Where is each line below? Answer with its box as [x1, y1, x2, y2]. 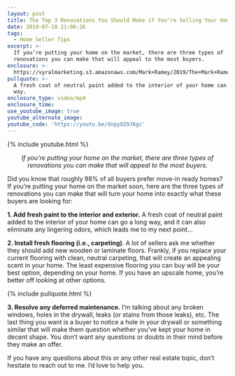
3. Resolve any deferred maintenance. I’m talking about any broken [7, 303, 204, 311]
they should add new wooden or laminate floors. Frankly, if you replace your [7, 246, 227, 254]
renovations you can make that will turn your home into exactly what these [7, 189, 222, 198]
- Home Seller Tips [13, 36, 71, 43]
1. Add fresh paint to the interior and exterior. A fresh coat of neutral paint [7, 210, 223, 219]
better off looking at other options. [7, 275, 106, 284]
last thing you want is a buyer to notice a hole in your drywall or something [7, 317, 222, 326]
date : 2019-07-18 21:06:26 [7, 23, 86, 30]
